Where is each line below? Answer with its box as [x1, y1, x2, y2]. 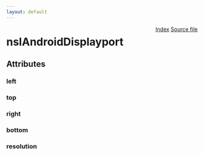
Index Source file [155, 25, 198, 33]
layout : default [6, 8, 47, 15]
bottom [6, 125, 29, 134]
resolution [6, 142, 38, 150]
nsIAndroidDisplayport [6, 35, 124, 48]
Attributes [6, 59, 46, 70]
